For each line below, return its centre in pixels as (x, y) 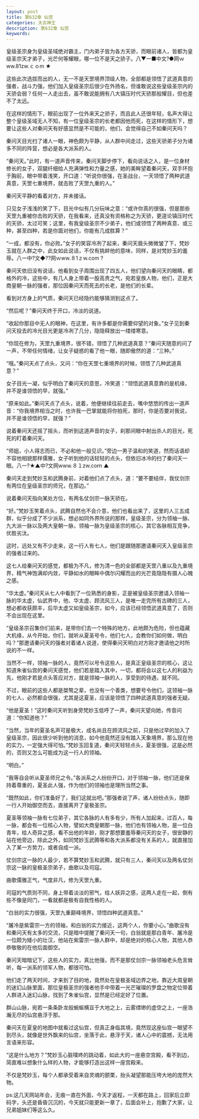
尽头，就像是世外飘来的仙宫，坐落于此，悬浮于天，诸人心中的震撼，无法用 (102, 1035)
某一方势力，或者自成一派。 (50, 847)
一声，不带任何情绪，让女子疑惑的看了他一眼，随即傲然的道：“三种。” (90, 351)
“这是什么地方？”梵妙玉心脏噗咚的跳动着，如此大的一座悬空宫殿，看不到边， (99, 1055)
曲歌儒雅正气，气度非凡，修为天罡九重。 (55, 880)
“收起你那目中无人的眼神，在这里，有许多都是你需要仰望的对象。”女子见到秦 (98, 323)
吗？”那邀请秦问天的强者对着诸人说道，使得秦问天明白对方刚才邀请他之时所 (98, 643)
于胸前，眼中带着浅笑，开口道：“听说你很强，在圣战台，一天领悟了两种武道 (98, 176)
